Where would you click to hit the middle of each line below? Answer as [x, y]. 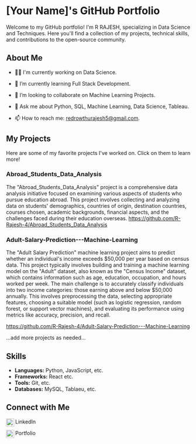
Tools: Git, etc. [32, 382]
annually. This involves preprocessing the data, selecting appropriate [89, 296]
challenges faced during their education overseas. [67, 218]
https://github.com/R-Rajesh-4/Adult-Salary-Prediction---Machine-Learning [98, 327]
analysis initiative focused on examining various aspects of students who [94, 193]
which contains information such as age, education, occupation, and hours [96, 278]
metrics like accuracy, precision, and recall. [58, 315]
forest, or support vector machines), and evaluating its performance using [95, 309]
